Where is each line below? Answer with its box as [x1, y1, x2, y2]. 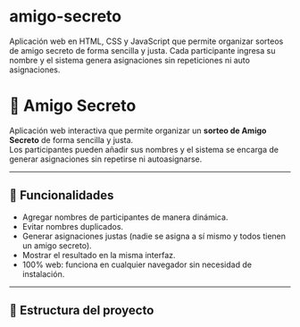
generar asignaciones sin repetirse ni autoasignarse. [9, 154, 203, 164]
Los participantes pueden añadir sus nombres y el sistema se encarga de [9, 144, 279, 155]
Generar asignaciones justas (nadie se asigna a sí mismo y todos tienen [21, 231, 286, 241]
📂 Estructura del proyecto [9, 303, 154, 318]
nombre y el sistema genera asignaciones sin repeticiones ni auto [9, 54, 250, 65]
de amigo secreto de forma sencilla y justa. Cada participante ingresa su [9, 45, 276, 55]
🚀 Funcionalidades [9, 188, 114, 203]
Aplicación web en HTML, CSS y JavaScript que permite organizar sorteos [9, 36, 284, 46]
